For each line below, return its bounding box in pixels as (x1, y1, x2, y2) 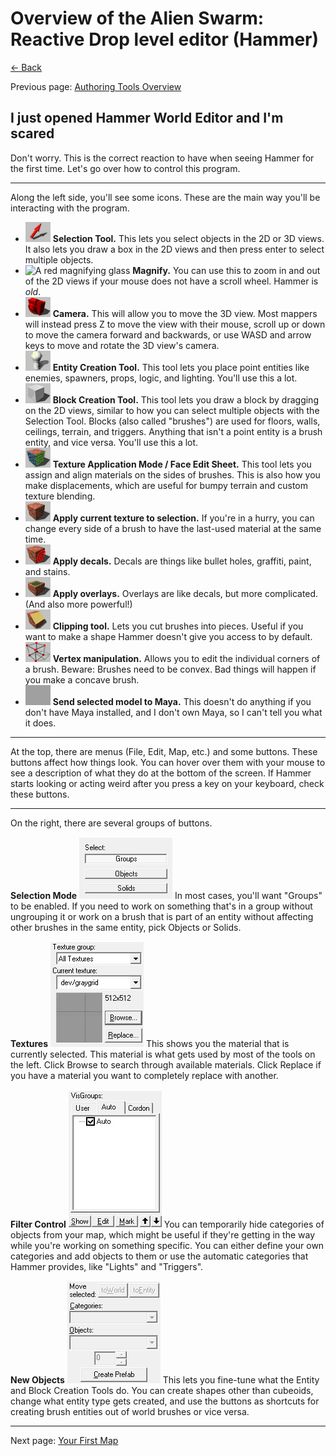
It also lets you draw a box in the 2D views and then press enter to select (24, 243, 325, 255)
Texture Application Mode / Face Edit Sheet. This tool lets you (52, 458, 312, 470)
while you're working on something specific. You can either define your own (10, 1239, 325, 1251)
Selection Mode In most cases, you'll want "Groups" (10, 889, 323, 901)
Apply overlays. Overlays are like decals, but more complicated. (52, 587, 319, 599)
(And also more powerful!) (24, 598, 133, 610)
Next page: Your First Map (10, 1434, 119, 1446)
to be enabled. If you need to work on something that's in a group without (10, 900, 313, 912)
